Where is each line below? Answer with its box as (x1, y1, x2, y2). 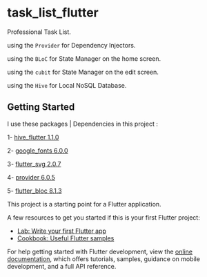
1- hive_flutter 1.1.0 (7, 133, 59, 141)
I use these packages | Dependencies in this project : (7, 120, 159, 128)
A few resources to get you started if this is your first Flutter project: (7, 213, 200, 222)
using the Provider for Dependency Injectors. (7, 41, 136, 49)
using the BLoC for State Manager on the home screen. (7, 54, 161, 63)
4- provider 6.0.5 (7, 173, 55, 181)
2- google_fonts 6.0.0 (7, 146, 68, 155)
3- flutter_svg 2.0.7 (7, 160, 61, 168)
